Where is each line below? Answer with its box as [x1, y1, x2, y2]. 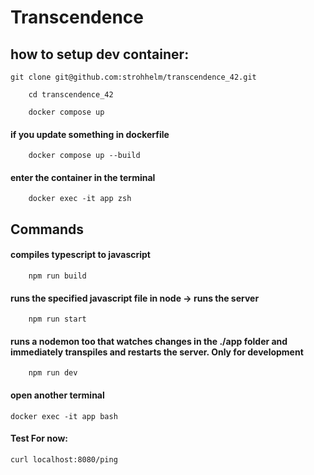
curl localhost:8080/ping [10, 454, 118, 465]
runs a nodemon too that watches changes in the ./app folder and [10, 335, 288, 347]
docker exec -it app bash [10, 411, 118, 421]
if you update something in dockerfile [10, 128, 170, 140]
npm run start [28, 314, 87, 325]
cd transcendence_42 [28, 90, 114, 100]
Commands [10, 221, 85, 238]
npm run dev [28, 368, 78, 378]
